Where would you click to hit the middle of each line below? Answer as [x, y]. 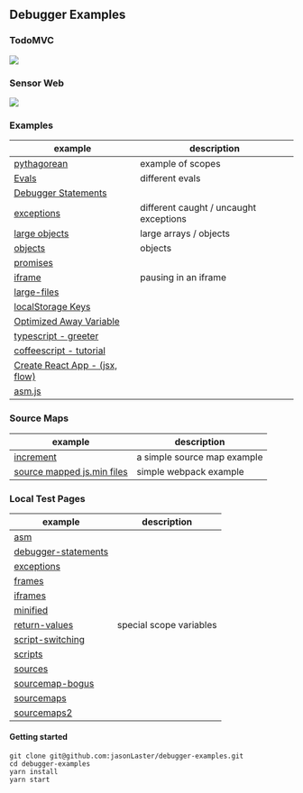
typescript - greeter [56, 336]
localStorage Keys [52, 307]
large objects [41, 233]
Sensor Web [37, 83]
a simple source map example [200, 457]
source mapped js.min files [71, 471]
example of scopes [180, 164]
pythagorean [41, 164]
